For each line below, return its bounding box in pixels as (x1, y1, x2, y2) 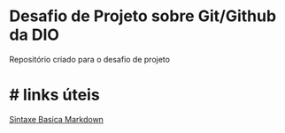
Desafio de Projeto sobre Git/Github (9, 6, 277, 26)
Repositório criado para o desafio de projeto (9, 54, 171, 64)
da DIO (9, 25, 60, 45)
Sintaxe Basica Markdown (9, 114, 104, 124)
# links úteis (9, 85, 100, 105)
